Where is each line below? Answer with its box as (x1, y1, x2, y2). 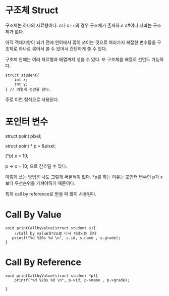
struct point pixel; (5, 133, 42, 139)
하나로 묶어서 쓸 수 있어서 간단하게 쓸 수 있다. (18, 45, 107, 52)
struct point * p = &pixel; (5, 142, 56, 149)
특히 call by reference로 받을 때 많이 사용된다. (5, 190, 97, 197)
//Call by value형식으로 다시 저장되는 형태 (14, 231, 97, 236)
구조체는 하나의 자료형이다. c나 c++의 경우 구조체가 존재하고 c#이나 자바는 (5, 22, 152, 28)
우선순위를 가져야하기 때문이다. (14, 180, 76, 186)
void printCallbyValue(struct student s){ (5, 225, 96, 230)
